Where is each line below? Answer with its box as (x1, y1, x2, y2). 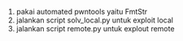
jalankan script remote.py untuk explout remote (15, 24, 175, 33)
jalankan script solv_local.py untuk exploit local (15, 15, 173, 25)
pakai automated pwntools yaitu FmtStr (15, 7, 148, 16)
